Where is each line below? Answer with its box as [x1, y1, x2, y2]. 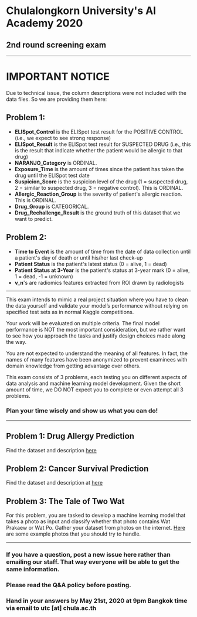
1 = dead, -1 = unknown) [14, 272, 73, 279]
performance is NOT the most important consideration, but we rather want [6, 326, 186, 333]
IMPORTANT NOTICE [6, 70, 110, 83]
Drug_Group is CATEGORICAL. [14, 203, 89, 210]
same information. [6, 565, 60, 574]
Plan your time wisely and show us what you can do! [6, 407, 158, 415]
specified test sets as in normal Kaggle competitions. [6, 308, 134, 315]
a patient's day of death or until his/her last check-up [14, 254, 143, 261]
